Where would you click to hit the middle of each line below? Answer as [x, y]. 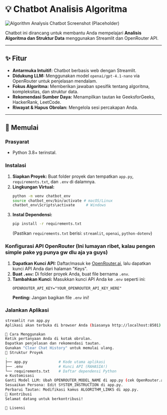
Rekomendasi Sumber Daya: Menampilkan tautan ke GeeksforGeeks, [84, 97]
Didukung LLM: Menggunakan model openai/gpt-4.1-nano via [76, 76]
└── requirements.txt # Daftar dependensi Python [61, 371]
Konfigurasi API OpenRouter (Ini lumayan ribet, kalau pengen [80, 246]
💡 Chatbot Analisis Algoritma [66, 9]
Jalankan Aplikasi [27, 310]
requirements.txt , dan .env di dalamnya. [54, 181]
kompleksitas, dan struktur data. [45, 91]
